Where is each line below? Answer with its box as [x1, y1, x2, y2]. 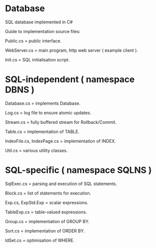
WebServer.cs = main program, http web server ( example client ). [5, 47, 138, 53]
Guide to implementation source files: [5, 28, 81, 34]
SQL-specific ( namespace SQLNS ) [5, 165, 152, 176]
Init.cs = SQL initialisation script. [5, 57, 70, 62]
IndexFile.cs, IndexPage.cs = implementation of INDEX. [5, 138, 116, 144]
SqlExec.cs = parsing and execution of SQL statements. [5, 181, 117, 187]
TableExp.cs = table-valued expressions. [5, 209, 87, 215]
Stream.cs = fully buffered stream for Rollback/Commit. [5, 119, 116, 125]
